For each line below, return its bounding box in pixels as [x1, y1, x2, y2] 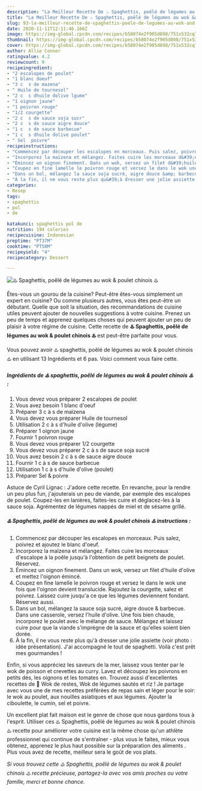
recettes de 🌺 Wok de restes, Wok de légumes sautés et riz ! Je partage [7, 680, 184, 688]
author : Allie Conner [7, 48, 61, 54]
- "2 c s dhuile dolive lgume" [7, 93, 88, 99]
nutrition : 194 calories [7, 227, 69, 233]
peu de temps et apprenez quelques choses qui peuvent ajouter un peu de [7, 316, 191, 324]
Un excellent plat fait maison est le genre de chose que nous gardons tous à [7, 711, 195, 719]
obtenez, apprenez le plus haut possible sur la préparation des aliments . [7, 742, 186, 749]
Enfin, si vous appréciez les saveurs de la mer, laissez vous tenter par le [7, 661, 185, 668]
